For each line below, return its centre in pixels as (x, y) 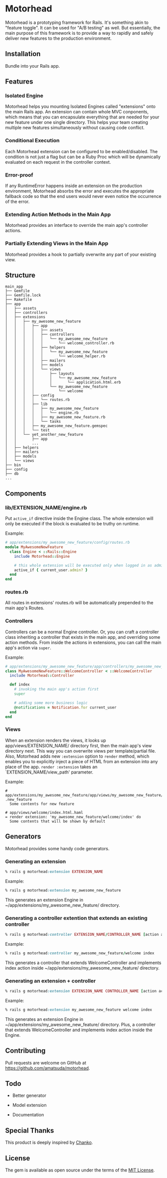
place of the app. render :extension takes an (51, 767)
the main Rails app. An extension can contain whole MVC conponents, (77, 112)
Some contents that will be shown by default (58, 821)
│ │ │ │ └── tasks (33, 422)
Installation (23, 54)
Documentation (28, 1115)
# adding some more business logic (51, 703)
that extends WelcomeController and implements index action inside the (79, 1030)
